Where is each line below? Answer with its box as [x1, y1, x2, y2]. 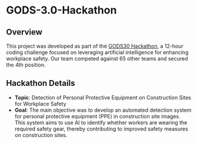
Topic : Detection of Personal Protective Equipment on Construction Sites [14, 94, 192, 101]
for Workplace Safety [14, 100, 66, 107]
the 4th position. [6, 61, 46, 68]
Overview [6, 27, 43, 37]
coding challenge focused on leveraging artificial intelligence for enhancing [6, 49, 189, 56]
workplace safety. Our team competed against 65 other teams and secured [6, 55, 188, 62]
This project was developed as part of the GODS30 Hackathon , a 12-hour [6, 42, 183, 49]
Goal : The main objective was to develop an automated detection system [14, 107, 192, 114]
